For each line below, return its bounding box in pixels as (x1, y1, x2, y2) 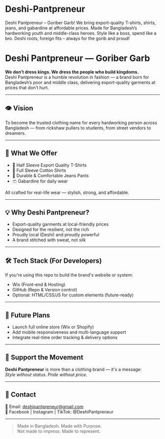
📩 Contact (5, 390, 36, 399)
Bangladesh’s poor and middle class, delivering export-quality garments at (5, 79, 156, 85)
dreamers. (5, 130, 26, 136)
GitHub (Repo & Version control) (12, 287, 78, 293)
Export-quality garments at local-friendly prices (12, 221, 109, 227)
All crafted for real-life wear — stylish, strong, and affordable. (5, 189, 129, 195)
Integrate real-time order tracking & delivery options (12, 334, 118, 340)
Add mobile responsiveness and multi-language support (12, 329, 126, 335)
